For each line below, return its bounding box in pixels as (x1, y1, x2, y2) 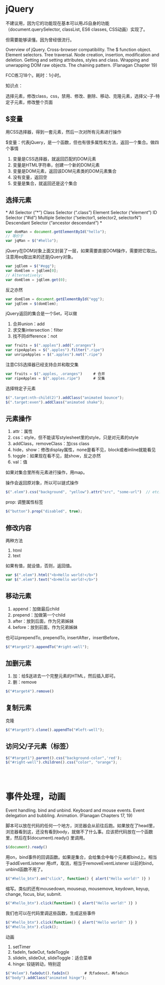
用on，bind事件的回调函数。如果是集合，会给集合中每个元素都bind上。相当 (5, 854, 157, 860)
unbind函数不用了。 (5, 866, 46, 872)
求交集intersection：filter (12, 327, 63, 333)
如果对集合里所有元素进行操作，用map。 (5, 469, 88, 476)
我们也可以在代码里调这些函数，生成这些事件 (5, 910, 96, 916)
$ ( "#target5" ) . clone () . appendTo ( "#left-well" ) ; (5, 727, 105, 732)
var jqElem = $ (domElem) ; (5, 301, 58, 306)
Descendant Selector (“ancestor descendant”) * (5, 219, 102, 226)
